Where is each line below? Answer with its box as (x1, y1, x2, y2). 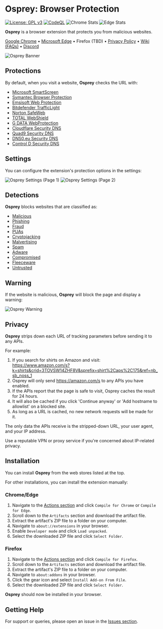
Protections (5, 67, 41, 75)
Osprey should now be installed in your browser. (5, 592, 102, 597)
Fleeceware (12, 259, 36, 265)
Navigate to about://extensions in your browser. (12, 523, 109, 529)
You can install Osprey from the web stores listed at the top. (5, 469, 125, 476)
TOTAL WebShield (12, 115, 49, 121)
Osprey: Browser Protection (5, 3, 120, 15)
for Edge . (12, 508, 32, 514)
